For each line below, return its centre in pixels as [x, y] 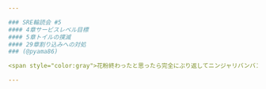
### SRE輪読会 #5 [35, 22]
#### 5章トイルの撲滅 [40, 37]
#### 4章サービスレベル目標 [48, 30]
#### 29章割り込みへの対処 [47, 44]
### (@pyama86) [33, 52]
